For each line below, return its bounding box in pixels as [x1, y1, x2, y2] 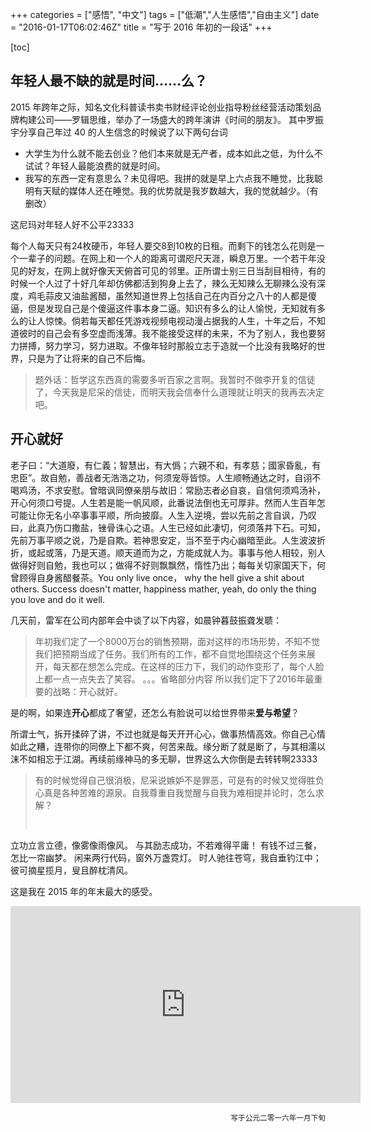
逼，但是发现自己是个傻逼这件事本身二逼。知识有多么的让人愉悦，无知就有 [10, 302, 317, 314]
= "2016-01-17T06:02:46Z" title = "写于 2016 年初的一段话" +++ [10, 21, 273, 33]
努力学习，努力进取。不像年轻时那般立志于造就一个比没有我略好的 [44, 339, 317, 352]
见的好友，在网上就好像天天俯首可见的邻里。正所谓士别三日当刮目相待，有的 [10, 264, 326, 277]
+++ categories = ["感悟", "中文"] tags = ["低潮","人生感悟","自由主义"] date [10, 9, 320, 20]
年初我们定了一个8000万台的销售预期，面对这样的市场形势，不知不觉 [34, 635, 320, 647]
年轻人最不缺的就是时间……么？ [10, 73, 208, 90]
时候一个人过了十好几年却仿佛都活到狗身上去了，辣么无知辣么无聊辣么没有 [10, 277, 317, 289]
